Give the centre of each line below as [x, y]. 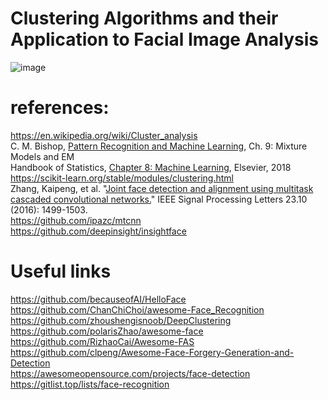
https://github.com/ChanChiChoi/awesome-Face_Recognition [137, 309]
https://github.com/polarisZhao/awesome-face [107, 331]
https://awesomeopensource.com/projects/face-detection [130, 373]
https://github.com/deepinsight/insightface [98, 231]
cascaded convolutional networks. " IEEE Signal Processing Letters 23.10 [159, 199]
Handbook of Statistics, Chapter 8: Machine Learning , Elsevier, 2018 [151, 167]
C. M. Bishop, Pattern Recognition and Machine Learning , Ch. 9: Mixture [159, 146]
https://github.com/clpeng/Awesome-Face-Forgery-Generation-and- [152, 352]
